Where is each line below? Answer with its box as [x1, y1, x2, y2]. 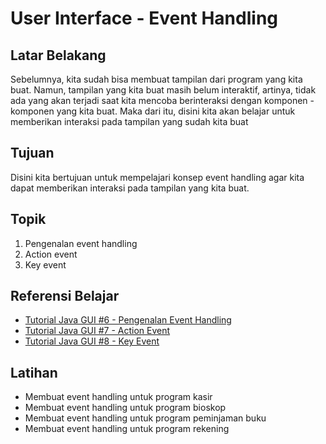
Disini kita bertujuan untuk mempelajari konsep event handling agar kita [10, 171, 305, 183]
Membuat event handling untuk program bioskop [24, 402, 227, 414]
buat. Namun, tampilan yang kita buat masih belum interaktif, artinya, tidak [10, 84, 317, 96]
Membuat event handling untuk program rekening [24, 423, 230, 435]
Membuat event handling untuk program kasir [24, 391, 213, 403]
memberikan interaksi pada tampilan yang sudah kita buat [10, 116, 249, 127]
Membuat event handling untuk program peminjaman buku [24, 412, 267, 424]
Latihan [10, 364, 58, 381]
